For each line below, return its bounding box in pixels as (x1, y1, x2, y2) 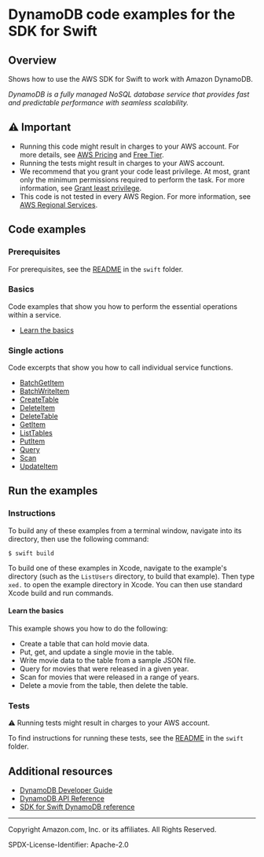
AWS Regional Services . (19, 200, 98, 209)
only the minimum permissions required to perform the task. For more (19, 175, 245, 184)
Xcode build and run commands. (8, 588, 114, 598)
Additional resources (8, 764, 113, 778)
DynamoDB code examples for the (8, 6, 236, 24)
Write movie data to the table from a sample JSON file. (19, 655, 196, 665)
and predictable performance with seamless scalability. (8, 98, 189, 107)
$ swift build (8, 549, 55, 557)
